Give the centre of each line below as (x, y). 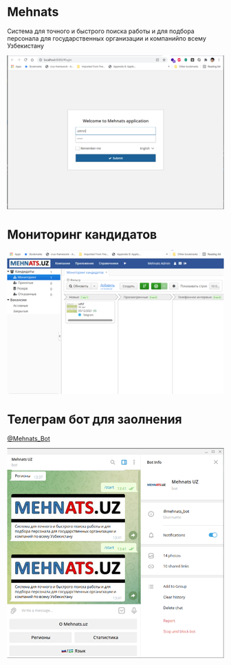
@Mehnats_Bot (29, 438)
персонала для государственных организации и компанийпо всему (107, 38)
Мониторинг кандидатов (82, 234)
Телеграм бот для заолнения (95, 419)
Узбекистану (26, 45)
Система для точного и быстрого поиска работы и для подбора (101, 31)
